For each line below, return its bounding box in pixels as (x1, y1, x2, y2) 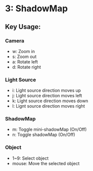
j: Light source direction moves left (12, 93, 82, 99)
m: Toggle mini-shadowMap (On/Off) (12, 126, 87, 133)
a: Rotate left (12, 58, 38, 64)
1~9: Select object (12, 155, 49, 161)
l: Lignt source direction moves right (12, 103, 85, 109)
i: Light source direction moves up (12, 87, 81, 93)
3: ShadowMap (5, 3, 68, 14)
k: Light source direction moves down (12, 98, 88, 104)
